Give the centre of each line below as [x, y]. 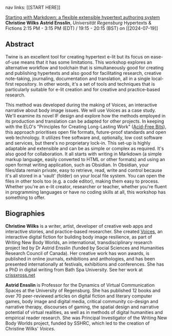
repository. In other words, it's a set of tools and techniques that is [85, 84]
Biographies [25, 214]
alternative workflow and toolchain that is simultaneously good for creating [84, 67]
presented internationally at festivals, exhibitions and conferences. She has [85, 264]
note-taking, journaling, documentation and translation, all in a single [78, 78]
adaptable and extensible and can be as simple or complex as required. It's [85, 148]
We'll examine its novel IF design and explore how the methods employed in [85, 115]
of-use [12, 62]
